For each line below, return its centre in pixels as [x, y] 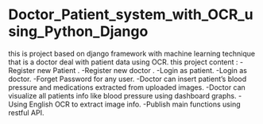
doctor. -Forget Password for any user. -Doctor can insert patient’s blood [128, 79]
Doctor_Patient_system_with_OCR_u [131, 15]
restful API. [27, 112]
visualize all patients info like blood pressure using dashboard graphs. [122, 95]
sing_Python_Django [78, 31]
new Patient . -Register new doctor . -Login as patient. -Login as [142, 70]
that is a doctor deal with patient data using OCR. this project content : [123, 62]
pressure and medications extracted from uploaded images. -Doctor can [127, 87]
